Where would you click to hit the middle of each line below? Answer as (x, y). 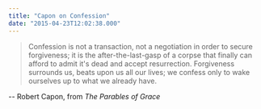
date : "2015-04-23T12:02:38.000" (65, 23)
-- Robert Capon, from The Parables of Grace (84, 96)
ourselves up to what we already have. (93, 81)
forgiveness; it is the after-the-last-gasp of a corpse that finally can (140, 55)
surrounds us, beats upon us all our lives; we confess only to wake (139, 72)
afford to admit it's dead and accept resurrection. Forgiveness (131, 63)
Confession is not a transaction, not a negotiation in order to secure (140, 46)
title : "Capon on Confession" (59, 16)
